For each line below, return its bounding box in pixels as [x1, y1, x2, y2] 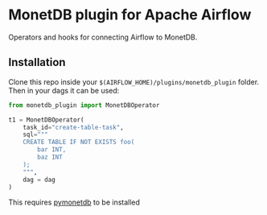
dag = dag [23, 176, 56, 184]
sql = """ [23, 130, 48, 139]
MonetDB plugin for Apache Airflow [8, 6, 252, 24]
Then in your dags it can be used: [8, 85, 120, 95]
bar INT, [37, 146, 67, 154]
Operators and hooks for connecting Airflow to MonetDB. [8, 32, 198, 42]
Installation [8, 56, 66, 69]
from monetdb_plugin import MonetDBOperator [8, 101, 160, 110]
